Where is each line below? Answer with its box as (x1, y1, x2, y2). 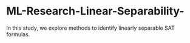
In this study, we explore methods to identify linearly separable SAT (6, 24, 175, 31)
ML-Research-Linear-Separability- (6, 4, 185, 18)
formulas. (6, 30, 30, 38)
